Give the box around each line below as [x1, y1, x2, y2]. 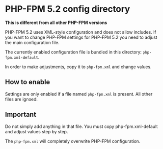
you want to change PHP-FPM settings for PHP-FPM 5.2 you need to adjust [5, 34, 158, 40]
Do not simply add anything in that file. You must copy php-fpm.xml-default [5, 124, 158, 129]
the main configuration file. [5, 39, 60, 45]
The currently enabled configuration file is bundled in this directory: [5, 49, 142, 55]
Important [5, 110, 36, 119]
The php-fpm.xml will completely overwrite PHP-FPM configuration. [5, 138, 141, 144]
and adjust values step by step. [5, 128, 68, 134]
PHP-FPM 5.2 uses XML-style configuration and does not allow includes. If [5, 29, 156, 35]
